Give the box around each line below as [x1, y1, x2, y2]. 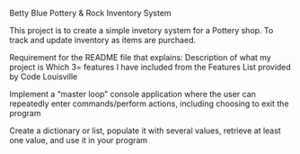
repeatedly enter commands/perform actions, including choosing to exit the [9, 98, 289, 109]
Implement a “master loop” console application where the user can [9, 89, 256, 99]
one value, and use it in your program [9, 135, 148, 145]
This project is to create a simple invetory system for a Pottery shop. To [9, 25, 274, 35]
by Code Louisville [9, 71, 78, 82]
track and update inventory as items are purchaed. [9, 35, 196, 45]
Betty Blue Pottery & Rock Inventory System [9, 8, 172, 18]
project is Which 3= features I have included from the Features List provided [9, 62, 292, 72]
